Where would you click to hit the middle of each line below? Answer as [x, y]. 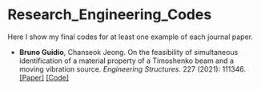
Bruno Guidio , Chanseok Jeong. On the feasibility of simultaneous [128, 52]
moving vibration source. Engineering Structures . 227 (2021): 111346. [132, 68]
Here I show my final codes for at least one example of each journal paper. [130, 37]
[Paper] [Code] [44, 77]
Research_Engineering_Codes [110, 15]
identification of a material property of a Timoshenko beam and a [126, 61]
